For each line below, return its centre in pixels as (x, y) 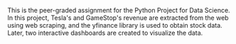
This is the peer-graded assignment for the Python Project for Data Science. (119, 10)
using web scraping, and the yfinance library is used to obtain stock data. (115, 25)
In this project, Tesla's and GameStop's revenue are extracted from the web (118, 18)
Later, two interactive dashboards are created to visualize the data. (105, 33)
